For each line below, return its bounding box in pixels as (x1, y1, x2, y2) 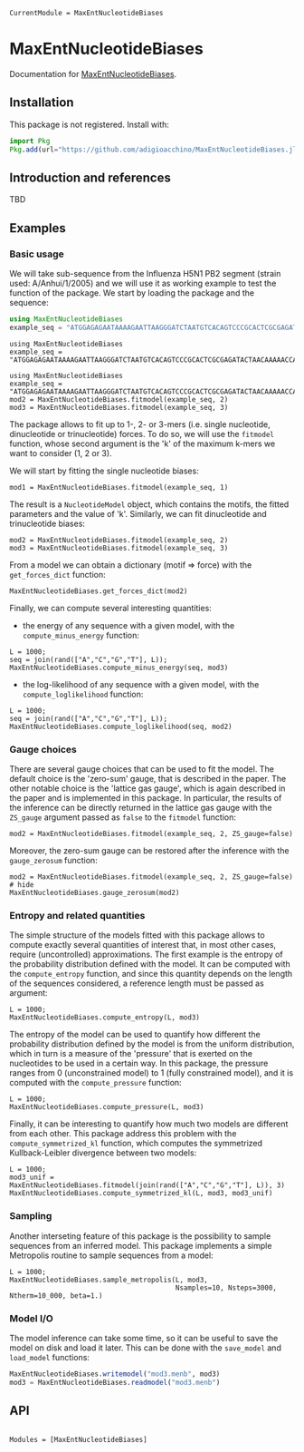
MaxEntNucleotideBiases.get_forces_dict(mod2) (9, 586, 188, 596)
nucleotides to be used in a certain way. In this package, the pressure (9, 1057, 269, 1069)
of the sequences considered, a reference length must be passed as (9, 978, 264, 989)
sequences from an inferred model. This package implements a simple (9, 1240, 272, 1251)
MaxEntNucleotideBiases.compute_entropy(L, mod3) (9, 1013, 201, 1022)
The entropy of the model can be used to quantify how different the (9, 1029, 261, 1040)
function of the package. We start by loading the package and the (9, 287, 255, 298)
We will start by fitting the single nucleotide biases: (9, 465, 199, 476)
